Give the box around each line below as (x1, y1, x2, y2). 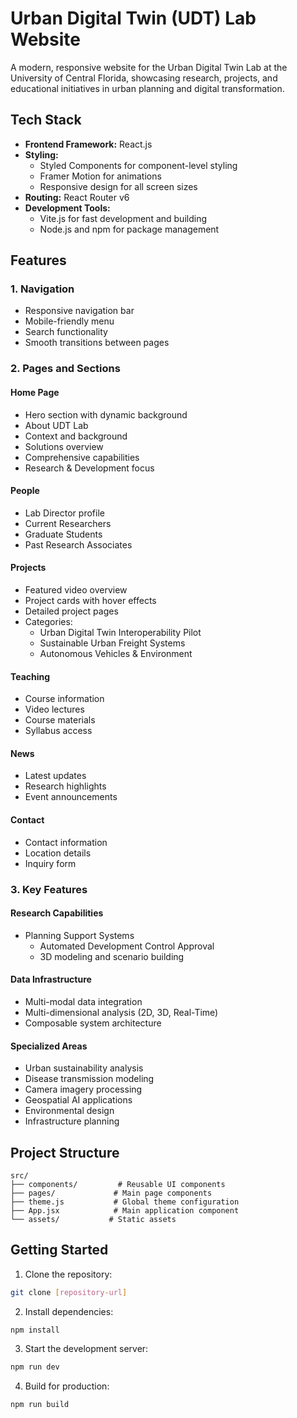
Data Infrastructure (10, 973, 92, 986)
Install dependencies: (24, 1305, 114, 1317)
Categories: (24, 615, 73, 627)
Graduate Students (24, 528, 103, 540)
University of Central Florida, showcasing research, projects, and (10, 72, 278, 84)
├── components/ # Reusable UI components (10, 1179, 226, 1189)
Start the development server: (24, 1343, 149, 1355)
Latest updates (24, 770, 87, 782)
